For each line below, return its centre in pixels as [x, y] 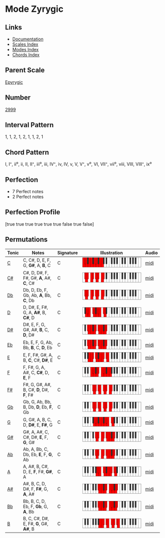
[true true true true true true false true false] [50, 224]
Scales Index [25, 44]
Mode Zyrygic [34, 9]
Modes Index [25, 50]
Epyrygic [14, 82]
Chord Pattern [27, 152]
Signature [68, 253]
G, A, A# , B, [35, 313]
